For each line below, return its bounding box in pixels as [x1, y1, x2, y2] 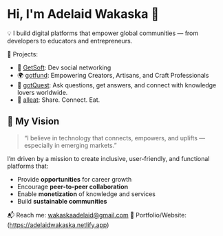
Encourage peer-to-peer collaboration [17, 182, 129, 191]
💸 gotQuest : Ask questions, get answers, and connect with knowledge [17, 81, 217, 89]
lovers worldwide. [17, 88, 68, 96]
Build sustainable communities [17, 197, 107, 205]
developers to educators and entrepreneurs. [7, 36, 133, 45]
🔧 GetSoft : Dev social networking [17, 63, 111, 72]
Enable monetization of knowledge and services [17, 189, 156, 198]
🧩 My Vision [7, 116, 60, 127]
